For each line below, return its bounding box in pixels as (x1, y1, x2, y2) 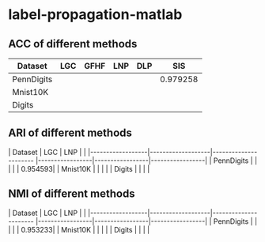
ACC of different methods (8, 37, 138, 51)
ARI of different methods (8, 127, 133, 140)
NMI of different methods (8, 187, 136, 201)
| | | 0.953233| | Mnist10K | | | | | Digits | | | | (8, 225, 150, 234)
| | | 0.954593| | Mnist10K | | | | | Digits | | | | (8, 164, 150, 173)
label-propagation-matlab (8, 6, 183, 24)
